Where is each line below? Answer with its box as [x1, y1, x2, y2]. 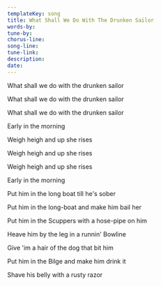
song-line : [7, 43, 39, 50]
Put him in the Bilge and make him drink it [7, 257, 127, 265]
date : [7, 62, 23, 69]
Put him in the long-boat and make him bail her [7, 203, 141, 211]
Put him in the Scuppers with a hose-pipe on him [7, 216, 148, 225]
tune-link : [7, 50, 39, 57]
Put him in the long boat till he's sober [7, 189, 116, 197]
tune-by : [7, 29, 33, 37]
